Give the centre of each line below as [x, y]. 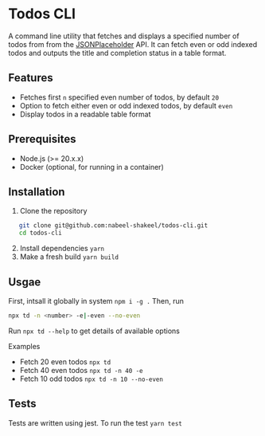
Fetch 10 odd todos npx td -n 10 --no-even [91, 379]
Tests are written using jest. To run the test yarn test [95, 422]
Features [31, 78]
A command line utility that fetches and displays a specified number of [124, 36]
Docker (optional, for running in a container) [92, 167]
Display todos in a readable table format [85, 114]
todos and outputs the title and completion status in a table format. [117, 53]
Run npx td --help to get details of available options [94, 331]
